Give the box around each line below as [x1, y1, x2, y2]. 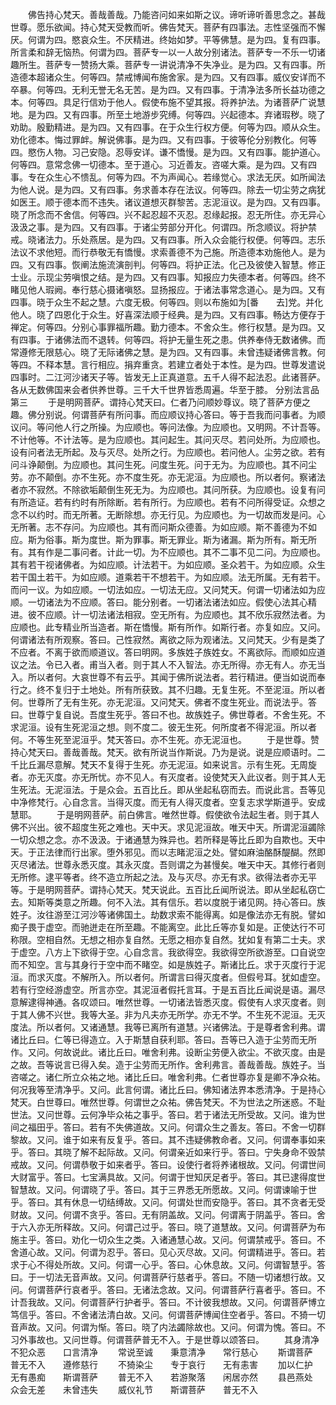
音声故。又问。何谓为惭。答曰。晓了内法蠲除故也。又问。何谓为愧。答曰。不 [10, 1321, 326, 1333]
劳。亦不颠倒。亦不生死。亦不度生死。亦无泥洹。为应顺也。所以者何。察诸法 [10, 471, 326, 483]
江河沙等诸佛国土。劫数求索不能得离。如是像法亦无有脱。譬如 [71, 909, 326, 920]
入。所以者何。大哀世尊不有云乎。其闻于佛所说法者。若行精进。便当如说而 [10, 671, 317, 683]
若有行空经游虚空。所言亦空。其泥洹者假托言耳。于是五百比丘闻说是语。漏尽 [10, 984, 326, 995]
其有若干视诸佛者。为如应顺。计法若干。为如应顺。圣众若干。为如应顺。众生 [10, 559, 326, 570]
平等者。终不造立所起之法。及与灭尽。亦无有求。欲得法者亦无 [53, 871, 308, 883]
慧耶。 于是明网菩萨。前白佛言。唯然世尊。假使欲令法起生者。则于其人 [10, 809, 320, 820]
